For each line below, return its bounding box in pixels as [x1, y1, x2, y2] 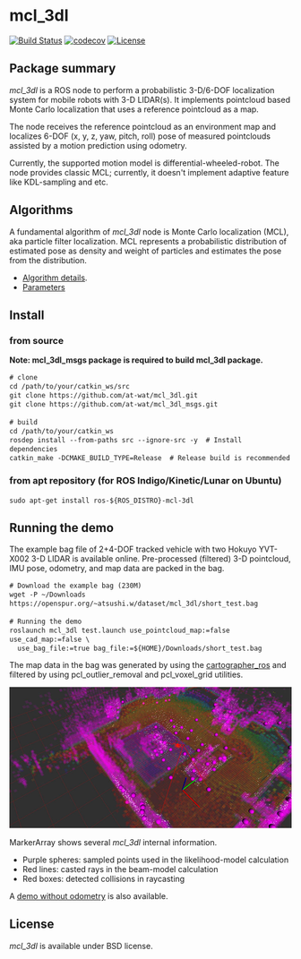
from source [9, 334, 64, 347]
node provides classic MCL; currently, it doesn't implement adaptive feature [9, 167, 289, 177]
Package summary [9, 61, 116, 76]
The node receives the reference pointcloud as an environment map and [9, 121, 276, 132]
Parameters [21, 281, 65, 292]
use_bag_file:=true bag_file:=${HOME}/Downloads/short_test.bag [17, 644, 262, 654]
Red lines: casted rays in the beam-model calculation [21, 864, 219, 875]
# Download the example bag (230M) [9, 581, 142, 591]
